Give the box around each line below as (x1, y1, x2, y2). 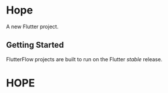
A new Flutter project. (6, 23, 59, 30)
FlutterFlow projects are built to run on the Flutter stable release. (6, 55, 163, 62)
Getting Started (6, 40, 64, 50)
